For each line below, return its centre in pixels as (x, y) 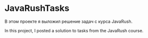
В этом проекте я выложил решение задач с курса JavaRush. (68, 21)
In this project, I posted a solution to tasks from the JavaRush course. (74, 30)
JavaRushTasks (37, 8)
